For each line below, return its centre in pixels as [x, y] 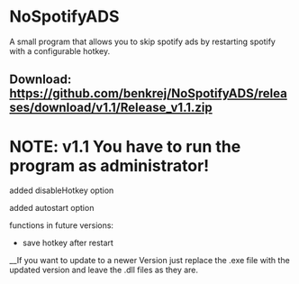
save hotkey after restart [68, 243]
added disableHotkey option [62, 190]
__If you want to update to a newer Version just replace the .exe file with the [149, 261]
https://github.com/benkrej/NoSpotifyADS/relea [149, 93]
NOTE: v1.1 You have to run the [125, 147]
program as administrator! [109, 165]
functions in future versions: [62, 225]
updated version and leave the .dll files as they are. [104, 270]
